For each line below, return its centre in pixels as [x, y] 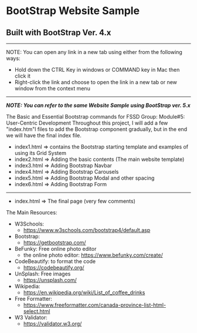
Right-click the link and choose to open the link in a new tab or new [96, 82]
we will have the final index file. [44, 135]
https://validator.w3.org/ [52, 324]
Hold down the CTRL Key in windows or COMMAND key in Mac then [97, 70]
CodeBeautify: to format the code [55, 261]
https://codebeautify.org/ [54, 268]
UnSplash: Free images [43, 274]
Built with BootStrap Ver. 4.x [59, 33]
